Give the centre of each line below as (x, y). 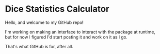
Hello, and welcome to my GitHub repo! (44, 22)
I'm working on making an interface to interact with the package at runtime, (80, 32)
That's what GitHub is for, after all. (39, 46)
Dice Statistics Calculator (57, 9)
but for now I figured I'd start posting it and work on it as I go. (66, 37)
